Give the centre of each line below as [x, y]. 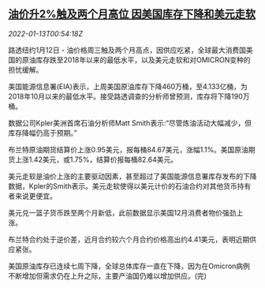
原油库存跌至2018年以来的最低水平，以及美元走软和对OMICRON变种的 [136, 60]
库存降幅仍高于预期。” [43, 133]
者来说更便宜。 [32, 196]
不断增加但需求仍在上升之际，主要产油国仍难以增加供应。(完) [108, 275]
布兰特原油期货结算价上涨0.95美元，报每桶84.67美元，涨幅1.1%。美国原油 [128, 149]
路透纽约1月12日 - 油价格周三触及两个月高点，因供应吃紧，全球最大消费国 [127, 50]
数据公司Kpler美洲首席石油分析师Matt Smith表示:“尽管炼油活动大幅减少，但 [130, 123]
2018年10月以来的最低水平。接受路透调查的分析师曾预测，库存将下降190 [125, 96]
